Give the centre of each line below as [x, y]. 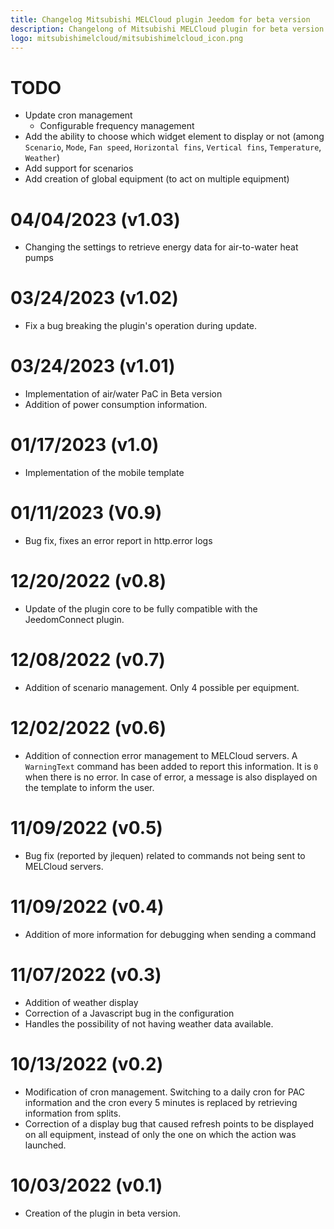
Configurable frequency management [117, 126]
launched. [45, 1145]
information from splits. [73, 1113]
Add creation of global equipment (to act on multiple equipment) [157, 179]
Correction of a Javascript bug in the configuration [129, 1013]
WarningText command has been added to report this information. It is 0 [171, 766]
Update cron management [78, 115]
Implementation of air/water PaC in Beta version [123, 394]
